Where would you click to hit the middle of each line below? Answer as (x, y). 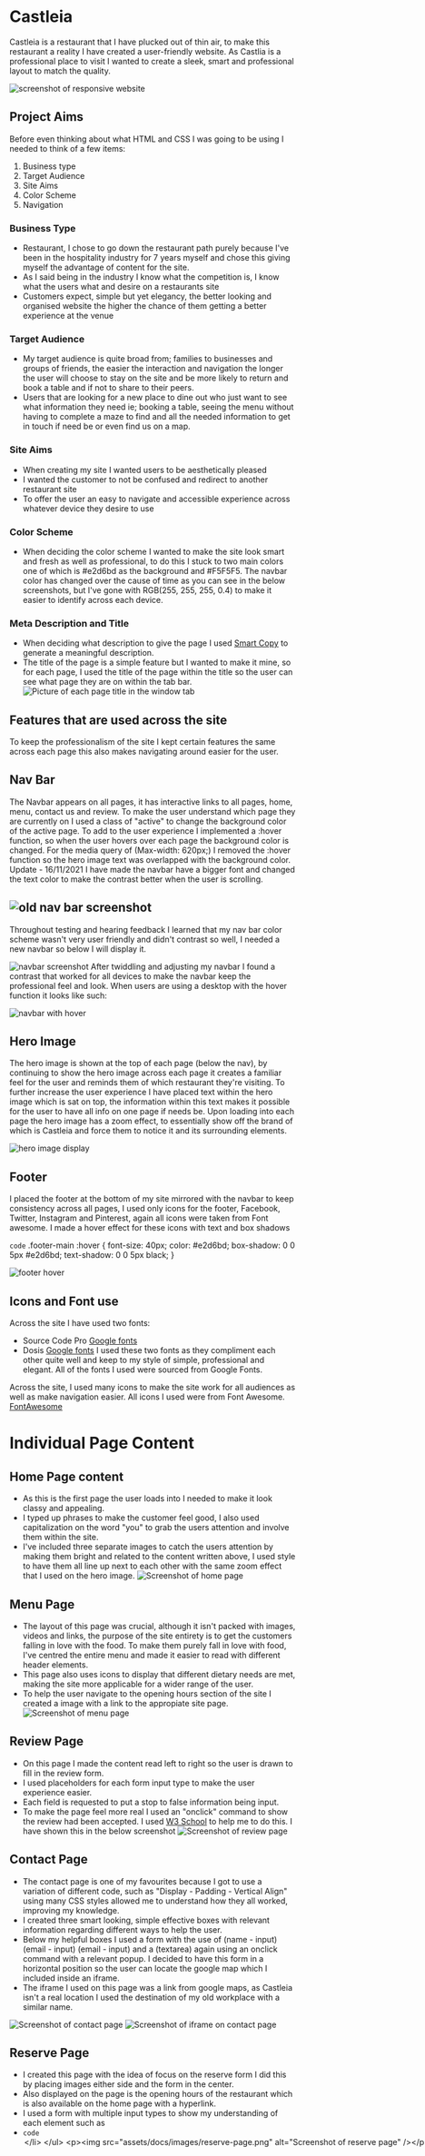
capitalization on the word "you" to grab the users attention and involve (156, 1528)
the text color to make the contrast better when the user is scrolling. (136, 879)
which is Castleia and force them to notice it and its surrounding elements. (148, 1131)
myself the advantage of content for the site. (106, 267)
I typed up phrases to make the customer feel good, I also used (141, 1518)
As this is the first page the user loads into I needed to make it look (147, 1498)
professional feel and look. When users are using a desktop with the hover (148, 985)
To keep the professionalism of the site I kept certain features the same (143, 742)
